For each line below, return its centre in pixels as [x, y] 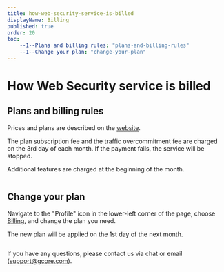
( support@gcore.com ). [40, 261]
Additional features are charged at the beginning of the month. [96, 169]
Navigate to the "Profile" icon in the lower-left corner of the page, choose [111, 213]
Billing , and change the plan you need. [61, 220]
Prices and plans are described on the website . [74, 127]
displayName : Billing [38, 20]
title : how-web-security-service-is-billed [71, 13]
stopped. [20, 156]
